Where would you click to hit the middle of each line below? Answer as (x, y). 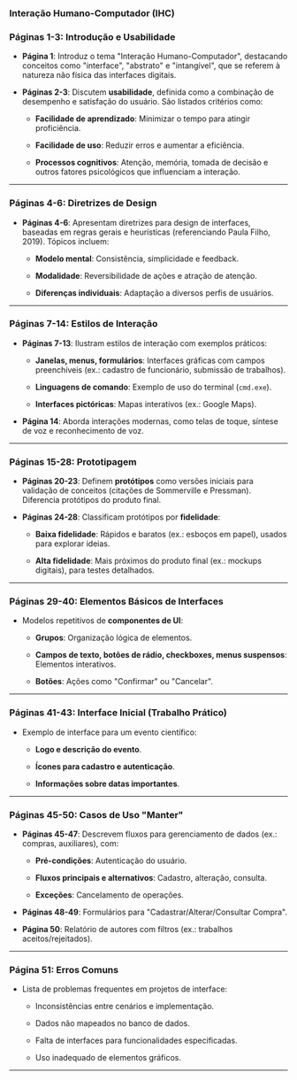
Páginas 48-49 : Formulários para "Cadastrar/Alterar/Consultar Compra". (155, 912)
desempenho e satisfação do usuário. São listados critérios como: (142, 102)
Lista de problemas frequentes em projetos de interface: (125, 989)
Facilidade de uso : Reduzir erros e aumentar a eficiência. (140, 145)
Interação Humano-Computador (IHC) (92, 13)
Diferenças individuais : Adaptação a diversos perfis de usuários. (154, 293)
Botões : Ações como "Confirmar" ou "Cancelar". (124, 682)
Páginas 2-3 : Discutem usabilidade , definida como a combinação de (148, 92)
